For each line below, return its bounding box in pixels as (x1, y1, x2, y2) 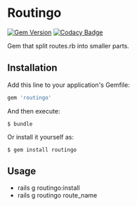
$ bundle (7, 121, 33, 128)
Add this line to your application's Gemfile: (7, 81, 130, 89)
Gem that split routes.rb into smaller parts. (7, 41, 130, 50)
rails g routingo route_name (17, 191, 98, 200)
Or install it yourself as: (7, 132, 74, 141)
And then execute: (7, 107, 60, 115)
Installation (7, 62, 58, 74)
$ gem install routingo (7, 146, 77, 153)
